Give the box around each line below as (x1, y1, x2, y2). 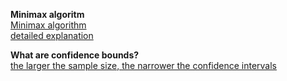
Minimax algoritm (10, 9, 85, 20)
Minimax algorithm (10, 19, 87, 31)
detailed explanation (10, 30, 94, 41)
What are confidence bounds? (10, 49, 140, 61)
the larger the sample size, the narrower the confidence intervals (10, 60, 278, 71)
